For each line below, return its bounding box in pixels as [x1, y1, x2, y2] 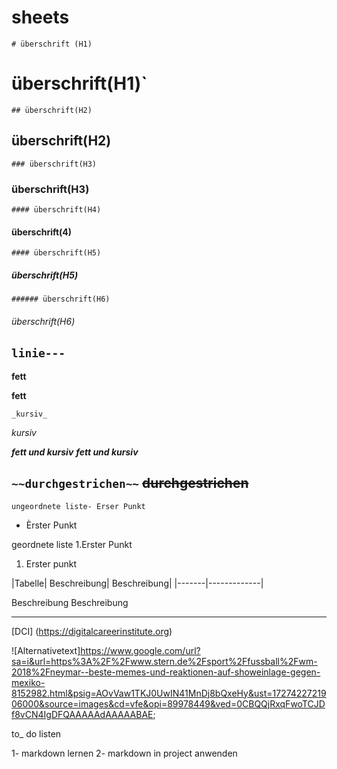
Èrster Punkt [25, 519, 78, 531]
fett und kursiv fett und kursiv [11, 446, 139, 458]
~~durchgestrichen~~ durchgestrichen [11, 475, 249, 492]
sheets [11, 6, 70, 29]
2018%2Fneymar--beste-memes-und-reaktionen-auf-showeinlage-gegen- [11, 666, 321, 678]
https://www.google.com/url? [80, 644, 201, 656]
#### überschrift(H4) [11, 204, 102, 215]
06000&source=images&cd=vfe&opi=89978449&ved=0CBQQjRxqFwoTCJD [11, 697, 326, 710]
